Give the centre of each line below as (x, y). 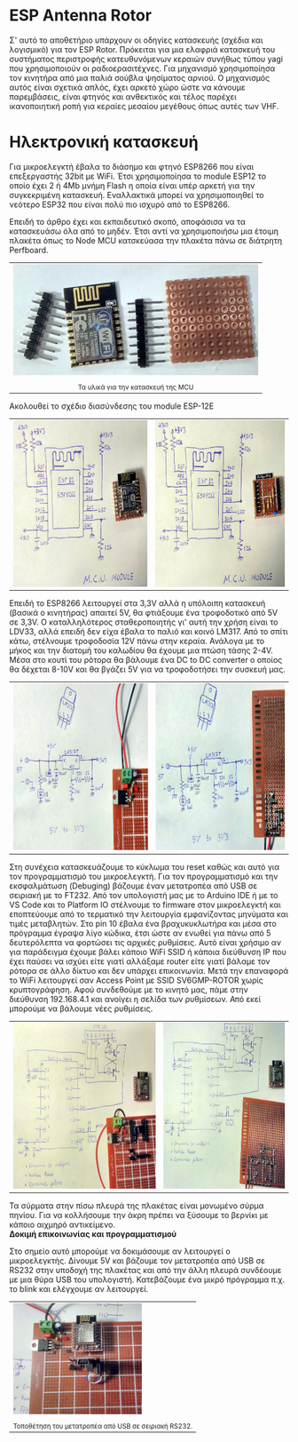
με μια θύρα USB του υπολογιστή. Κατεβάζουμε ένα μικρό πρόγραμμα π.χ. (147, 1279)
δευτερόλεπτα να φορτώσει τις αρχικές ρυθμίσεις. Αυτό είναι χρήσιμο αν (145, 942)
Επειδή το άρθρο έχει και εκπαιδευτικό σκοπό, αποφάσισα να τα (127, 221)
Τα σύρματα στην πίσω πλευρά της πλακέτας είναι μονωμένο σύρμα (137, 1206)
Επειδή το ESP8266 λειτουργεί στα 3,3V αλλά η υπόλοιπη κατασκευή (137, 603)
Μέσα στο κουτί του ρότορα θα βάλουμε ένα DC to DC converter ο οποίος (146, 660)
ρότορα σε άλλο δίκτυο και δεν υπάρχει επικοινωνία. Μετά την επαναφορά (149, 970)
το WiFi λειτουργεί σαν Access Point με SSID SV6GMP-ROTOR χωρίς (137, 980)
